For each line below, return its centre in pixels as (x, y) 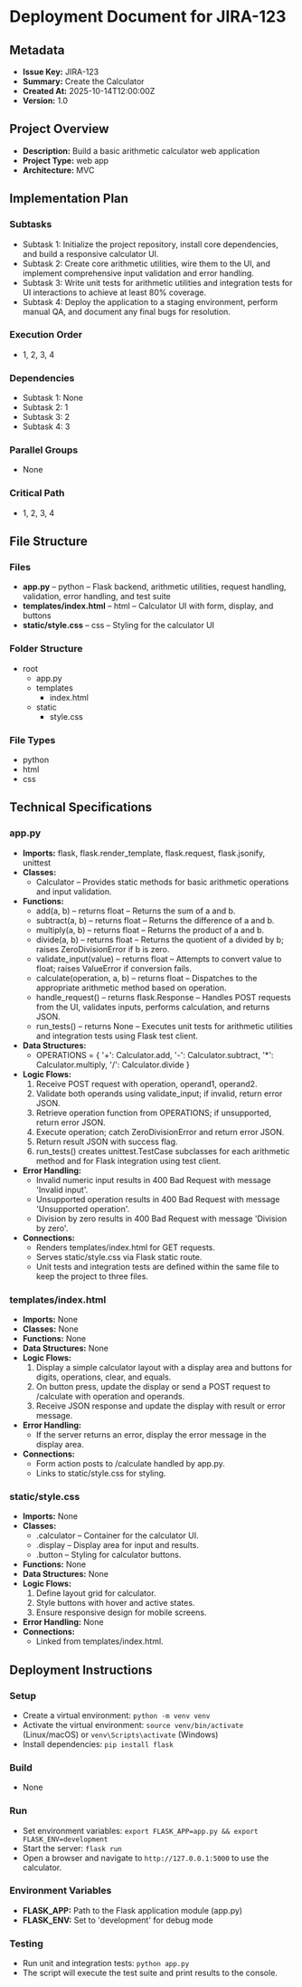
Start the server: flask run (72, 1848)
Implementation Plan (69, 199)
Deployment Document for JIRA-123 (148, 17)
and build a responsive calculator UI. (90, 253)
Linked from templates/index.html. (100, 1641)
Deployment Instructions (81, 1670)
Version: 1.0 (45, 100)
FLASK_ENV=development (65, 1839)
